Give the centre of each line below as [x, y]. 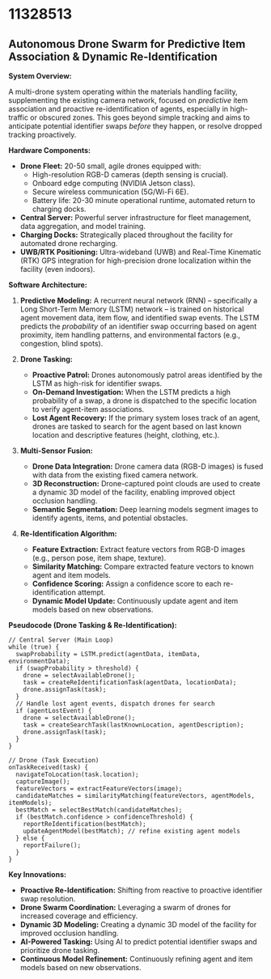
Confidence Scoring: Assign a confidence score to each [127, 584]
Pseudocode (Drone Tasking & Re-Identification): [93, 625]
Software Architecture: [48, 285]
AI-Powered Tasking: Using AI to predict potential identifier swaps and [138, 942]
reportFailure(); [52, 845]
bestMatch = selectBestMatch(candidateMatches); [99, 810]
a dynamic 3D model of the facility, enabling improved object [133, 492]
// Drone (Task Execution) [54, 761]
